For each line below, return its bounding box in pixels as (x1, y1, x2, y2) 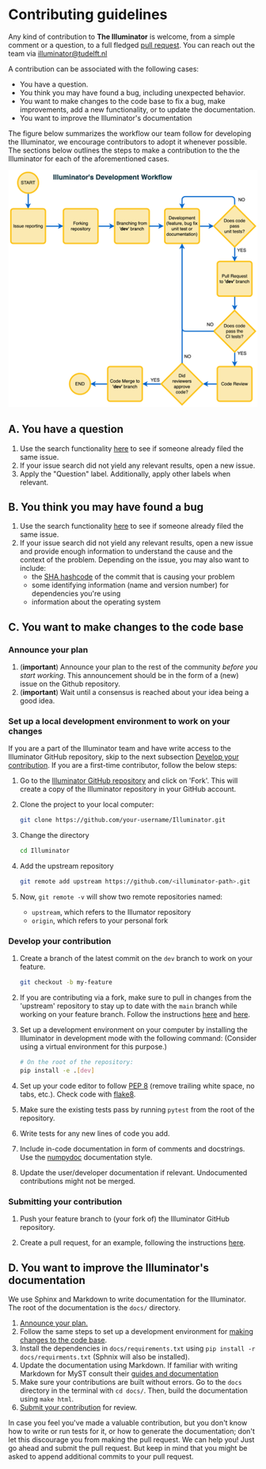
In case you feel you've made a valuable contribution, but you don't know (8, 1418, 248, 1428)
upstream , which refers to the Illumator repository (31, 908, 192, 917)
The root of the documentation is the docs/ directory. (8, 1303, 180, 1313)
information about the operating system (31, 597, 161, 607)
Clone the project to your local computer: (19, 800, 154, 809)
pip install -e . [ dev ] (19, 1066, 95, 1075)
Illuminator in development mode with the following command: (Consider (19, 1034, 257, 1043)
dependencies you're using (31, 589, 121, 599)
